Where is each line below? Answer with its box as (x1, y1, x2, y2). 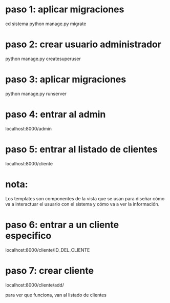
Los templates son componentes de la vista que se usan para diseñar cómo (5, 195, 165, 201)
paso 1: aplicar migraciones (5, 4, 124, 15)
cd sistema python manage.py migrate (5, 21, 87, 27)
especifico (5, 230, 52, 241)
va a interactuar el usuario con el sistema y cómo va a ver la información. (5, 201, 160, 207)
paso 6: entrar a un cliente (5, 219, 119, 231)
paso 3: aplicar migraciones (5, 73, 126, 85)
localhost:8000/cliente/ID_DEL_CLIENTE (5, 247, 90, 253)
